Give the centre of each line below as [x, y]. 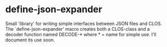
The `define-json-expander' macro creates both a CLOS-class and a [78, 29]
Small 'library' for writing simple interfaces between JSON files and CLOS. [84, 24]
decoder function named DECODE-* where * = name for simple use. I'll [81, 34]
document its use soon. [30, 40]
